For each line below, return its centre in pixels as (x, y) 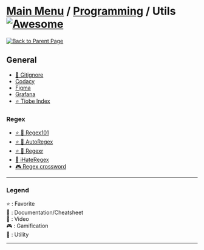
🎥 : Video (18, 219)
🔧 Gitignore (29, 75)
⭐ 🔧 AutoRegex (34, 142)
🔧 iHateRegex (32, 160)
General (22, 60)
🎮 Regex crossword (41, 167)
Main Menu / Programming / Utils (91, 11)
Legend (18, 190)
